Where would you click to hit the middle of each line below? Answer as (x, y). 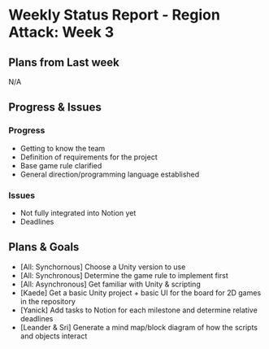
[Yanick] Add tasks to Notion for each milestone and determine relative (139, 310)
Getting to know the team (63, 148)
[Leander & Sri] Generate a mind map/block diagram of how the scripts (139, 327)
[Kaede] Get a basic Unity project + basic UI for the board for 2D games (141, 292)
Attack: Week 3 (61, 32)
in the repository (48, 301)
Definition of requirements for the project (89, 157)
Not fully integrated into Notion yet (78, 212)
